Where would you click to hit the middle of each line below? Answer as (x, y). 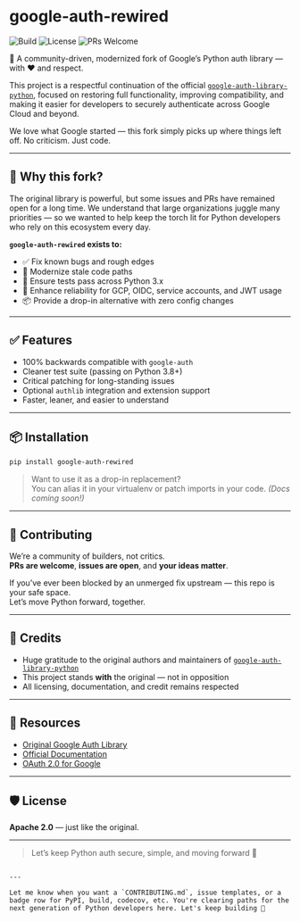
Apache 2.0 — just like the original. (75, 826)
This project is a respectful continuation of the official (108, 85)
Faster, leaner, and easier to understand (96, 400)
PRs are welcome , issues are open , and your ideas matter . (119, 566)
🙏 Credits (36, 639)
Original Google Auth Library (75, 744)
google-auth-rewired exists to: (66, 244)
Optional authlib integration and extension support (116, 390)
